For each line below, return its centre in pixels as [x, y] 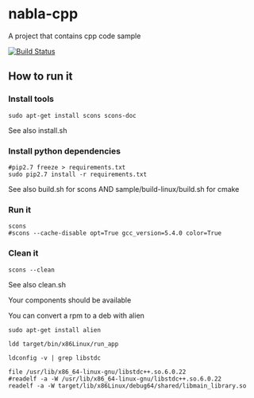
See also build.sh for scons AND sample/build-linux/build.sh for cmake [124, 189]
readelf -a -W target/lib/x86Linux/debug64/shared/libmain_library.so [127, 386]
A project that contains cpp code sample [75, 36]
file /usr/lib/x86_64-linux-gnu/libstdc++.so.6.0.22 [97, 372]
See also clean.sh [37, 284]
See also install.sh [38, 130]
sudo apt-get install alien [55, 330]
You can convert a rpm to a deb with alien [77, 315]
